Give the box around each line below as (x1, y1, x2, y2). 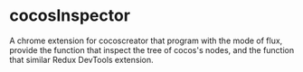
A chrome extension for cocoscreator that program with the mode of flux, (9, 35, 283, 46)
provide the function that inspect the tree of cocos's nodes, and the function (9, 44, 295, 55)
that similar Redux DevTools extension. (9, 54, 154, 65)
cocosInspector (9, 5, 131, 26)
